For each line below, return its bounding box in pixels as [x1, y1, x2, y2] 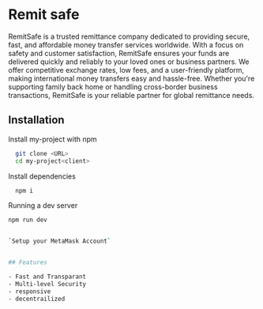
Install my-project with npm [8, 134, 97, 144]
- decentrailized [8, 295, 66, 303]
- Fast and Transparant [8, 273, 87, 281]
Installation [8, 113, 65, 127]
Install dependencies [8, 171, 77, 181]
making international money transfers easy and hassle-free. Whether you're [8, 73, 255, 83]
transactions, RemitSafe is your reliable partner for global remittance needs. [8, 90, 255, 100]
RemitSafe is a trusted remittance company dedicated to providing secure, [8, 32, 250, 41]
